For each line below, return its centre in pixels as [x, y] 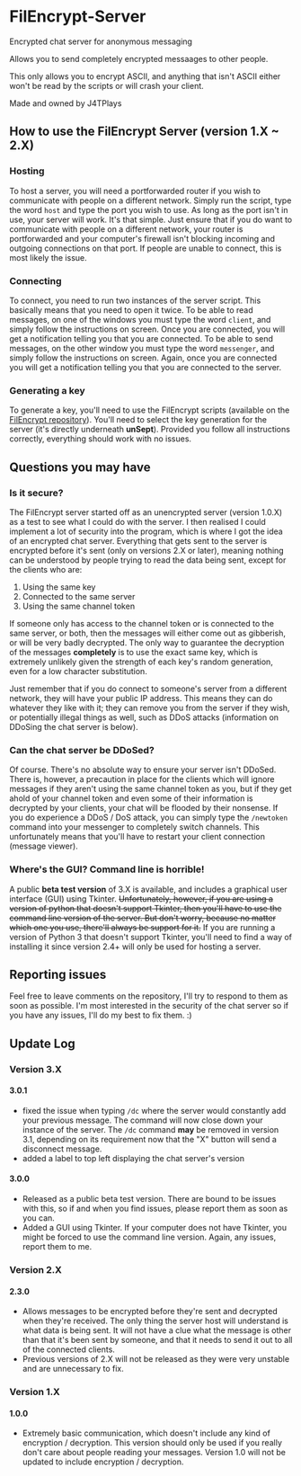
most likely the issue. [48, 257]
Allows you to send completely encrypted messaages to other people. [139, 58]
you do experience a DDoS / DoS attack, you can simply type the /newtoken [149, 818]
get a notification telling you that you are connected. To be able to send [142, 338]
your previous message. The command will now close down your [142, 1120]
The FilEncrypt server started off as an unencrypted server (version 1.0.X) [146, 512]
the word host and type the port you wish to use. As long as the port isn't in [149, 209]
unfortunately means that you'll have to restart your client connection [137, 837]
